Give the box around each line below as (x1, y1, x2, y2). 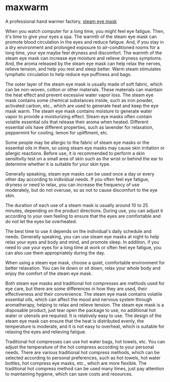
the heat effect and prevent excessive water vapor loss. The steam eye (5, 92, 154, 98)
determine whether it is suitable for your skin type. (5, 161, 111, 167)
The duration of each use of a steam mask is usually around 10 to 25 (5, 202, 148, 208)
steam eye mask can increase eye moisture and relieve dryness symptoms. (5, 55, 162, 61)
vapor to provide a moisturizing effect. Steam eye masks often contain (5, 113, 152, 119)
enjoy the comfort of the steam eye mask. (5, 270, 93, 276)
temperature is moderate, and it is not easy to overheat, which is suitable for (5, 323, 165, 329)
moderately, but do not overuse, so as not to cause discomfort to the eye (5, 187, 158, 193)
